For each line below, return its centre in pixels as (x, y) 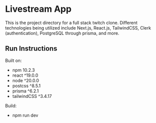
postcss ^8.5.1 (26, 86)
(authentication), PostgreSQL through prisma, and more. (62, 33)
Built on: (14, 61)
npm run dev (25, 115)
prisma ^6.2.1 (25, 91)
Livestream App (38, 9)
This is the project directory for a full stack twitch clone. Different (71, 23)
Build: (11, 106)
